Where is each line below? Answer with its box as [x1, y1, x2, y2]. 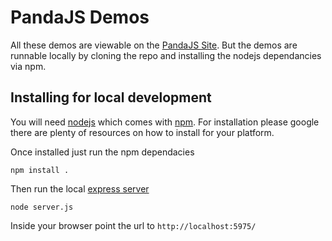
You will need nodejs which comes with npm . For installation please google [10, 116, 320, 128]
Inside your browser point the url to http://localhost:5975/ [10, 219, 257, 231]
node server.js [10, 202, 74, 212]
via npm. [10, 60, 47, 72]
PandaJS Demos [10, 6, 150, 29]
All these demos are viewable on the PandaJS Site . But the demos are [10, 39, 298, 51]
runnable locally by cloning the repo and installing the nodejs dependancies [10, 49, 322, 61]
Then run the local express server [10, 182, 150, 195]
